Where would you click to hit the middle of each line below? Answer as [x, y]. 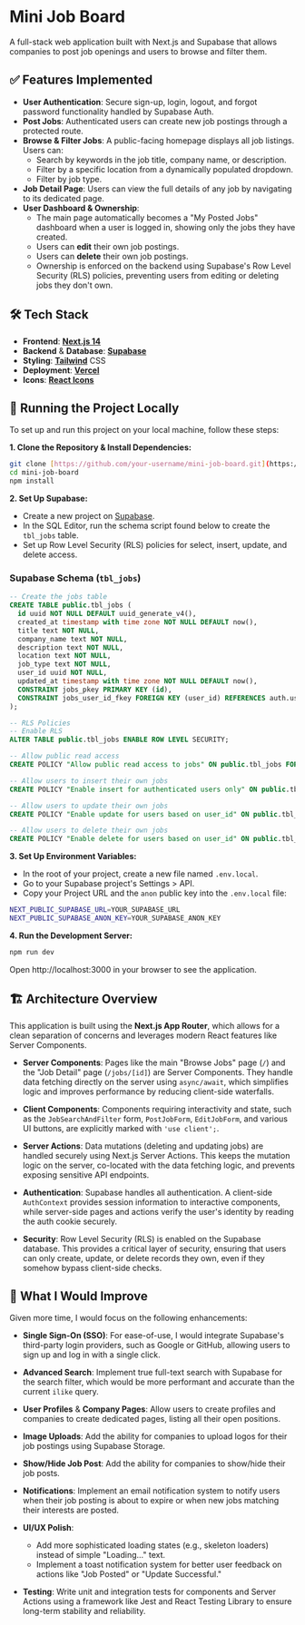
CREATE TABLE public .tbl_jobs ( [70, 605]
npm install [32, 481]
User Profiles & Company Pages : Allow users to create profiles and [149, 1409]
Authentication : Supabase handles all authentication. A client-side [147, 1192]
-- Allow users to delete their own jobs [89, 831]
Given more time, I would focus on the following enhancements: [128, 1318]
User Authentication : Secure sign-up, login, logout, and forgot [140, 102]
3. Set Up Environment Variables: [73, 857]
